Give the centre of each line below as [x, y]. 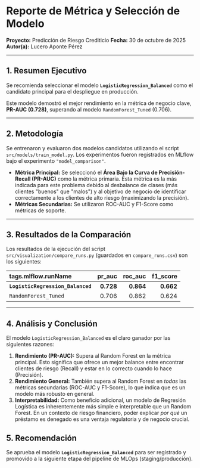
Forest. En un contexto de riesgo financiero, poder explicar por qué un [101, 413]
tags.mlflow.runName [40, 277]
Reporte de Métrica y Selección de [93, 11]
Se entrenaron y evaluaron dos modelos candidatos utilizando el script [93, 148]
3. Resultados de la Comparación [69, 235]
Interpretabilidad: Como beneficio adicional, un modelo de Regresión [100, 400]
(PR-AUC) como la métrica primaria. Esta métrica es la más [104, 179]
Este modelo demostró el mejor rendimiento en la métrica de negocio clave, [99, 103]
